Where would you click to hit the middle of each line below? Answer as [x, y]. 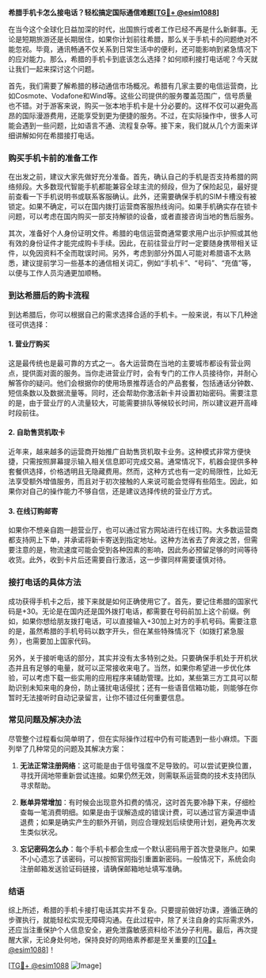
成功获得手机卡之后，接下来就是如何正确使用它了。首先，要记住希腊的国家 [129, 601]
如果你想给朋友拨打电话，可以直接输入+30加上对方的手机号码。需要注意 [139, 621]
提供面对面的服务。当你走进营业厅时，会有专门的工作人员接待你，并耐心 [140, 373]
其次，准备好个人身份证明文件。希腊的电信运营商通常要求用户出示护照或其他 [133, 233]
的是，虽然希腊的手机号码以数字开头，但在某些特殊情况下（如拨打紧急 [123, 631]
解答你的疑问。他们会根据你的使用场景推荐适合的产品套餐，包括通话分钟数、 [133, 383]
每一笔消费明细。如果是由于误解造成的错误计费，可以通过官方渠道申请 [141, 812]
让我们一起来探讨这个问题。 [53, 69]
